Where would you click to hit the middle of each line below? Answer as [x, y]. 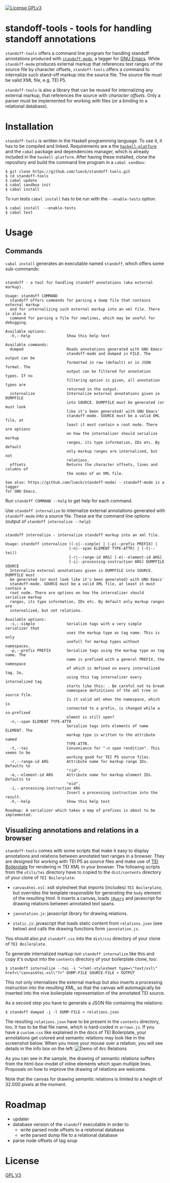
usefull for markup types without [103, 641]
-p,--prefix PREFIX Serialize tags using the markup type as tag [87, 650]
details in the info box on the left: [40, 1049]
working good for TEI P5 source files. [109, 757]
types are [16, 385]
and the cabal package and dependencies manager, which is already [77, 151]
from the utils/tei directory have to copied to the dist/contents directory [83, 872]
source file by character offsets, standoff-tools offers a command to [77, 69]
